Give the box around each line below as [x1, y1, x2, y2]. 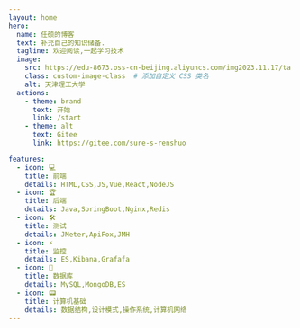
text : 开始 [32, 105, 71, 114]
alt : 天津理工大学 [24, 80, 86, 89]
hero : [8, 22, 29, 31]
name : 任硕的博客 [16, 30, 75, 39]
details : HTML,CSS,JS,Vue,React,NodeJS [24, 180, 175, 189]
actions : [16, 88, 50, 97]
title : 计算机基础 [24, 297, 87, 306]
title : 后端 [24, 197, 67, 206]
